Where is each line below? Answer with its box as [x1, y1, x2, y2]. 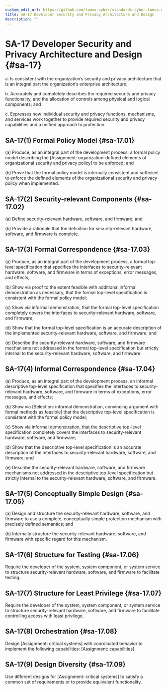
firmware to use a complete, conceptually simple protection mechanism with [5, 516, 162, 522]
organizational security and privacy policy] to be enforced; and [5, 160, 134, 166]
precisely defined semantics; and [5, 521, 74, 527]
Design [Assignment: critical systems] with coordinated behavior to [5, 640, 143, 647]
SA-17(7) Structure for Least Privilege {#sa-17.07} [5, 589, 162, 597]
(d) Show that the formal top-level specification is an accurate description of [5, 325, 162, 331]
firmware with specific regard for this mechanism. [5, 536, 107, 542]
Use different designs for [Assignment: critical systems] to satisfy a [5, 674, 143, 680]
